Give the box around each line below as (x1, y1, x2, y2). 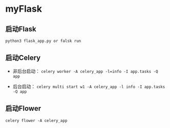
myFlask (5, 3, 42, 15)
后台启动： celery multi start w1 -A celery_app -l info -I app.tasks (12, 83, 165, 89)
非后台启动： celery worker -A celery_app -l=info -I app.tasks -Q (12, 68, 158, 74)
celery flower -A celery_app (5, 118, 68, 123)
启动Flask (5, 24, 37, 33)
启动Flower (5, 104, 41, 113)
